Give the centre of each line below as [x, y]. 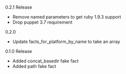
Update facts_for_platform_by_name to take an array [66, 41]
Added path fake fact [34, 66]
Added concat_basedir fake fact [45, 61]
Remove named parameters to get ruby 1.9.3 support [67, 17]
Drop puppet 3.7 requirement [42, 22]
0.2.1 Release [19, 7]
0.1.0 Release [19, 51]
